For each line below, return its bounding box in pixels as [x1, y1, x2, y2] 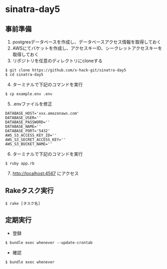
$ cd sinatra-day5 [5, 72, 43, 77]
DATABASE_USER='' [5, 115, 41, 120]
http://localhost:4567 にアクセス [12, 170, 79, 176]
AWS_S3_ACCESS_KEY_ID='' [5, 133, 57, 138]
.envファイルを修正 [12, 101, 52, 107]
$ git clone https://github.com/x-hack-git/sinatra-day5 [5, 68, 126, 73]
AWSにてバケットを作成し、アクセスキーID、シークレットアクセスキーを [12, 45, 162, 51]
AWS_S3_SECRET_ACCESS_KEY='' [5, 137, 66, 142]
